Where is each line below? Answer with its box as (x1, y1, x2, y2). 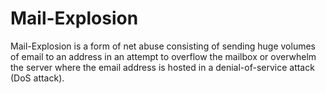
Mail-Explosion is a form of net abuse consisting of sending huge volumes (10, 40, 316, 52)
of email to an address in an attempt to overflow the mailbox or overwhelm (10, 50, 317, 62)
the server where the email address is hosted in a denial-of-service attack (10, 61, 315, 73)
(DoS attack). (10, 72, 65, 84)
